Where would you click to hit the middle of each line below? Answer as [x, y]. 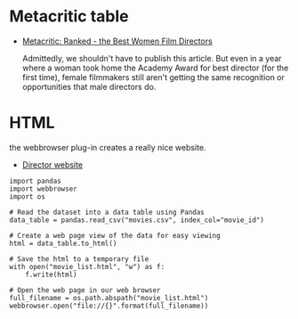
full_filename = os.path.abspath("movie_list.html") [109, 298]
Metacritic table [69, 16]
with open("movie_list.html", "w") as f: [87, 266]
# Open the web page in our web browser [85, 290]
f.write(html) [51, 274]
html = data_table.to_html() [63, 243]
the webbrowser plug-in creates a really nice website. [108, 147]
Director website [52, 164]
